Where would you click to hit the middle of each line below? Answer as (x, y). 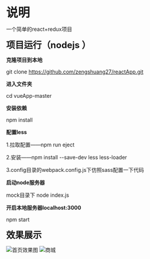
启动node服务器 (26, 183)
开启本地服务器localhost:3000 (44, 208)
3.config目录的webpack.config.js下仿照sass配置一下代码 (75, 170)
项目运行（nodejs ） (48, 45)
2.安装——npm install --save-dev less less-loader (67, 157)
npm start (18, 220)
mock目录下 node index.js (38, 195)
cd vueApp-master (29, 96)
